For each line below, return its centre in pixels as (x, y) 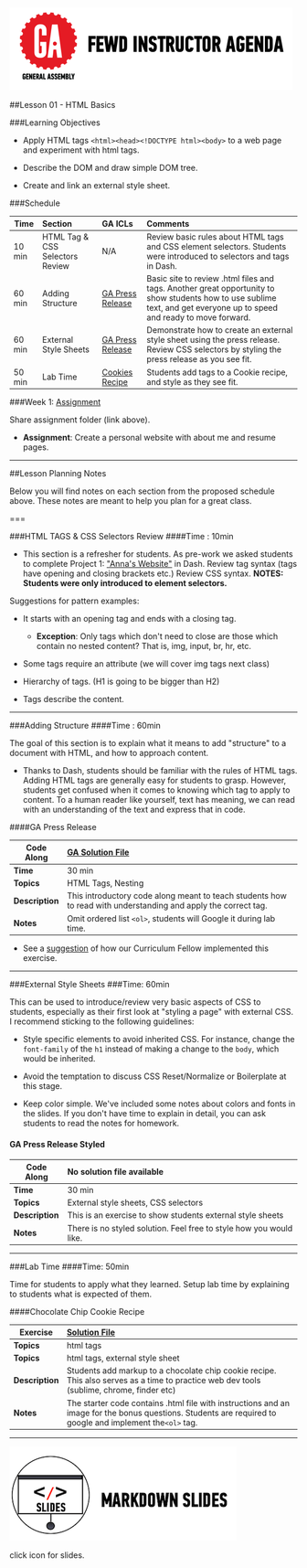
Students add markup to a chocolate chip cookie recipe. (172, 1371)
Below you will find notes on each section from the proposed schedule (143, 491)
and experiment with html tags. (81, 150)
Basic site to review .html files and (210, 278)
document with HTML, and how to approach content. (109, 753)
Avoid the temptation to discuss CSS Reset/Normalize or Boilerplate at (154, 1076)
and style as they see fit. (192, 381)
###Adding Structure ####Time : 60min (85, 725)
